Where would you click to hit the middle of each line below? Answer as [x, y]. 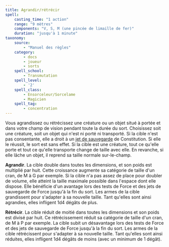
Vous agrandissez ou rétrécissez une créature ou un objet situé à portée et [83, 123]
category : [25, 52]
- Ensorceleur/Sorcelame [49, 94]
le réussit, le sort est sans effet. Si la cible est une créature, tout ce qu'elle [82, 144]
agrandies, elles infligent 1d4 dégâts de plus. [52, 202]
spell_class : [28, 90]
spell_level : [28, 80]
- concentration [40, 109]
